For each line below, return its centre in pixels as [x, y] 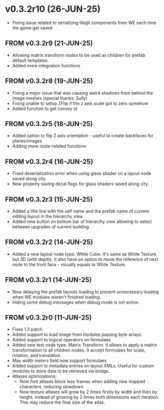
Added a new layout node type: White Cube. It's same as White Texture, [85, 254]
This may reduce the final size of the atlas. [62, 402]
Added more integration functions [46, 65]
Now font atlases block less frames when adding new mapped [82, 382]
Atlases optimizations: [35, 376]
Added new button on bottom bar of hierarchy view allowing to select [82, 221]
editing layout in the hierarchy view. [48, 216]
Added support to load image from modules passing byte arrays [77, 334]
